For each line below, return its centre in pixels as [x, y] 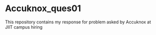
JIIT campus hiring [24, 27]
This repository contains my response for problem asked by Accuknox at [78, 22]
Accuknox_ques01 [43, 9]
